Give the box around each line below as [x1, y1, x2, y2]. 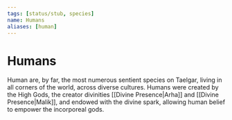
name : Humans [7, 17, 45, 24]
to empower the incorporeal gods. [7, 105, 105, 114]
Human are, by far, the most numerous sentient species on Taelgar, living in [7, 76, 222, 84]
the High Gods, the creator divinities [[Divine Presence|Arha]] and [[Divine [7, 91, 220, 99]
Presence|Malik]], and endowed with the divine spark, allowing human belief [7, 98, 226, 106]
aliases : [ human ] [7, 23, 57, 30]
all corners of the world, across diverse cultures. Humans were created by [7, 83, 220, 92]
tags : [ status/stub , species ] [7, 10, 95, 17]
